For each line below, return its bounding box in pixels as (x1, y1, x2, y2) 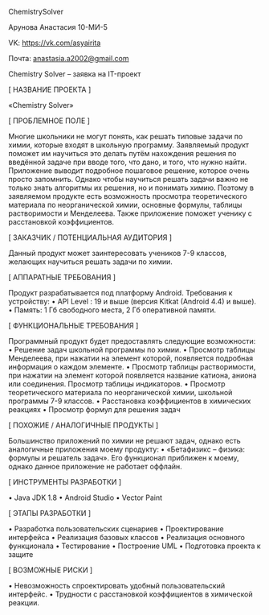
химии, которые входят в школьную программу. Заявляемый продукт (8, 140, 250, 150)
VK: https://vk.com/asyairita (8, 38, 101, 47)
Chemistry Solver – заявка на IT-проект (8, 69, 141, 79)
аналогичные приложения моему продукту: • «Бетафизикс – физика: (8, 444, 245, 454)
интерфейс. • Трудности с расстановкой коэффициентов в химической (8, 589, 253, 599)
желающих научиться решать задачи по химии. (8, 257, 173, 266)
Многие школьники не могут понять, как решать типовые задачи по (8, 132, 243, 141)
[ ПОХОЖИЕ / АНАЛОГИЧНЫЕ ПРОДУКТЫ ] (8, 420, 159, 430)
